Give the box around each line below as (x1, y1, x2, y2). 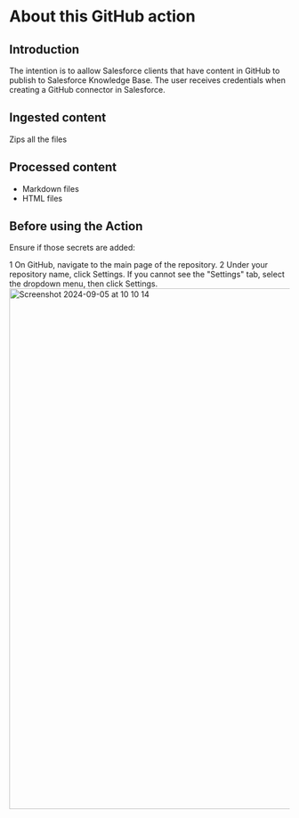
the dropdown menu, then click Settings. (9, 278, 158, 289)
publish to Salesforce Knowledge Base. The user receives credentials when (9, 75, 287, 86)
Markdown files (21, 183, 80, 194)
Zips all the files (9, 134, 68, 145)
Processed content (9, 160, 117, 175)
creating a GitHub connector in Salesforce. (9, 85, 166, 95)
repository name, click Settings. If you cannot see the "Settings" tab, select (9, 269, 285, 280)
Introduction (9, 42, 80, 57)
